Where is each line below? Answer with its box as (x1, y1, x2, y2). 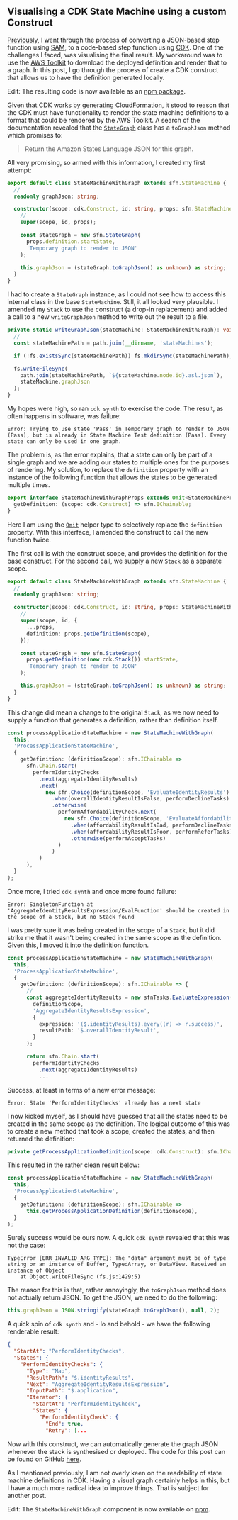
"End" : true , (45, 1420, 84, 1427)
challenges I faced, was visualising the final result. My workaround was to (7, 50, 223, 59)
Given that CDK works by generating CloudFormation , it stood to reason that (7, 101, 230, 109)
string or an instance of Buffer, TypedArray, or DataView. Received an (7, 1261, 227, 1268)
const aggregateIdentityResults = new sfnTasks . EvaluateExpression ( (25, 994, 233, 1002)
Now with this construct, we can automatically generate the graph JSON (7, 1439, 218, 1448)
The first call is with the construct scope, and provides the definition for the (7, 549, 227, 557)
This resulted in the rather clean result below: (7, 1161, 140, 1169)
